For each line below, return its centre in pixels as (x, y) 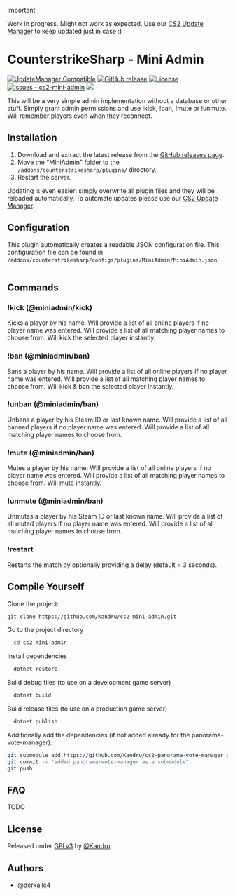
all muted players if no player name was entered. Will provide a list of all (111, 524)
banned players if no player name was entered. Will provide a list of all (108, 427)
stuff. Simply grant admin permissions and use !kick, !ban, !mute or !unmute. (117, 108)
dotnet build (33, 695)
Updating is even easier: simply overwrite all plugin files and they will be (111, 190)
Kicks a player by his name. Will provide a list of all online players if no (108, 323)
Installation (32, 138)
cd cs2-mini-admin (41, 643)
